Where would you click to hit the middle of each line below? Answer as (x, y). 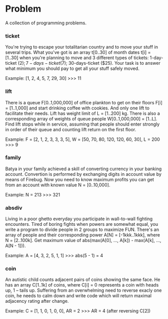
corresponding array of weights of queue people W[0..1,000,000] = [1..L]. (81, 118)
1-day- (156, 58)
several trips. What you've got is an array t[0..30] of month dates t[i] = (78, 52)
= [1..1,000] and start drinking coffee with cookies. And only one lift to (77, 108)
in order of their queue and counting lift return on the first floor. (71, 129)
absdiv (14, 208)
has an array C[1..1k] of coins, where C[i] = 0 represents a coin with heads (82, 285)
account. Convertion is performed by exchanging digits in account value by (83, 174)
